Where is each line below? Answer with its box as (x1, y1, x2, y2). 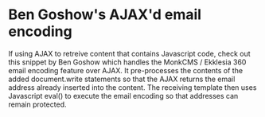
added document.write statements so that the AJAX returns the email (8, 74, 236, 84)
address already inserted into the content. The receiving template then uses (8, 82, 257, 92)
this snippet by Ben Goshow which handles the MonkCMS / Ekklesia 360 (8, 57, 247, 67)
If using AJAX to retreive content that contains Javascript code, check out (8, 49, 251, 58)
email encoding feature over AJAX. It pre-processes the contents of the (8, 65, 244, 75)
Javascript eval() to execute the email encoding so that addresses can (8, 91, 239, 100)
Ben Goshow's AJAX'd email (8, 6, 201, 24)
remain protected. (8, 99, 67, 109)
